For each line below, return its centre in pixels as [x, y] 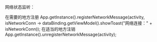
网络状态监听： [20, 7]
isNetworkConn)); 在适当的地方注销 [40, 29]
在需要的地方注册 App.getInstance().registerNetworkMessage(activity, [75, 17]
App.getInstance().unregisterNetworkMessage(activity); [61, 34]
